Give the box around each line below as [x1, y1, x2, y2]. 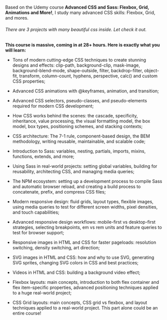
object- [144, 68, 159, 74]
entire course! [12, 310, 41, 316]
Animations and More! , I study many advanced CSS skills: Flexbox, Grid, [5, 10, 155, 16]
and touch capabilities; [12, 209, 59, 215]
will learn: [5, 47, 26, 53]
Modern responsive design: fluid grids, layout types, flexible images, [12, 199, 153, 205]
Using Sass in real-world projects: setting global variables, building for [12, 163, 157, 170]
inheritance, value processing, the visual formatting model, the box [12, 118, 150, 124]
